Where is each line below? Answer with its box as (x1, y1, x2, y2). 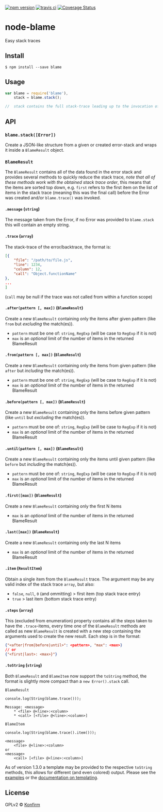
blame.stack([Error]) (5, 132, 56, 138)
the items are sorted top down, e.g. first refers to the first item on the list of (5, 185, 158, 191)
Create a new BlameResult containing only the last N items (5, 540, 121, 546)
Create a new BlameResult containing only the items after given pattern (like (5, 316, 156, 321)
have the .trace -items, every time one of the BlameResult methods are (5, 623, 146, 629)
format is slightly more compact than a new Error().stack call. (5, 678, 130, 684)
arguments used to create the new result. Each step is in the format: (5, 634, 141, 639)
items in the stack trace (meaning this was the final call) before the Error (5, 190, 149, 195)
